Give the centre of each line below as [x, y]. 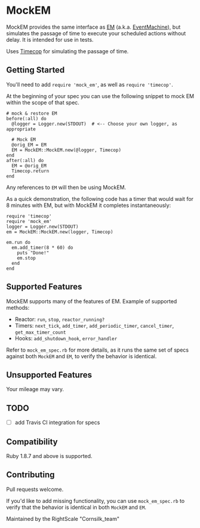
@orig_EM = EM [29, 145]
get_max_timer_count [40, 332]
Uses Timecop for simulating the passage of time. [67, 51]
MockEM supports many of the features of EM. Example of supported [92, 301]
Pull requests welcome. [35, 489]
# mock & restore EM [32, 113]
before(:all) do [26, 118]
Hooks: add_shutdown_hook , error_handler [66, 338]
